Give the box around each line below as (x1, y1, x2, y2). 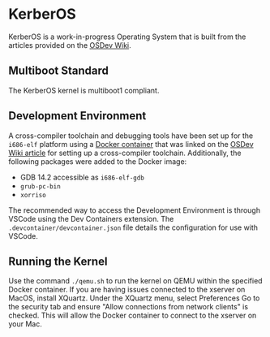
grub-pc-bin (19, 182, 61, 191)
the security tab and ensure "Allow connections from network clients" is (8, 302, 249, 312)
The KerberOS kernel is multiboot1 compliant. (8, 85, 160, 95)
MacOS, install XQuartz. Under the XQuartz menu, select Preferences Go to (8, 293, 260, 303)
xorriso (19, 191, 46, 199)
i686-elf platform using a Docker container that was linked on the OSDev (8, 139, 254, 149)
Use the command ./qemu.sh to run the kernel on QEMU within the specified (8, 276, 263, 286)
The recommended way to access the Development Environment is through (8, 205, 261, 215)
